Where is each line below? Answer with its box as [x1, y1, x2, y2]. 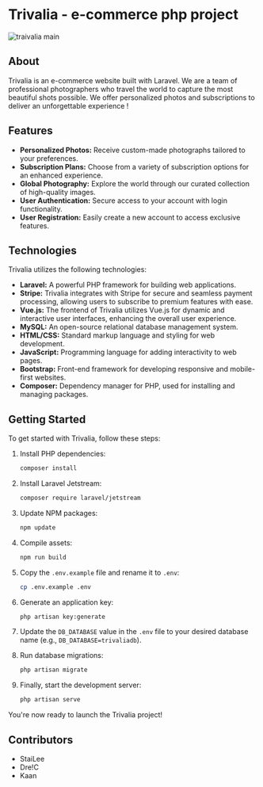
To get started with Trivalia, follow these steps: [8, 434, 161, 443]
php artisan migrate [19, 666, 88, 674]
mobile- [229, 365, 256, 374]
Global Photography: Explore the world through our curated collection [19, 178, 250, 188]
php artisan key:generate [19, 613, 105, 621]
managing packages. [19, 390, 89, 399]
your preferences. [19, 153, 79, 163]
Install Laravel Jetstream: [19, 479, 102, 488]
